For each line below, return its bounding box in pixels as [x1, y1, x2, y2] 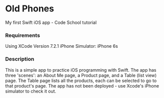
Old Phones [5, 3, 54, 14]
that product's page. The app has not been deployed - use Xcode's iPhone [5, 83, 159, 89]
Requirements [5, 32, 40, 39]
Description [5, 56, 34, 63]
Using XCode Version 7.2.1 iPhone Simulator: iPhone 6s [5, 43, 118, 49]
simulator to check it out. [5, 88, 56, 94]
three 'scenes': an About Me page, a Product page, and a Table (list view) [5, 72, 157, 78]
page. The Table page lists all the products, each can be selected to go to [5, 78, 157, 84]
